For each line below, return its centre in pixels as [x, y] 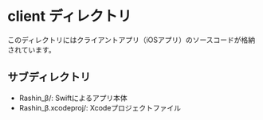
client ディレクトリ [70, 16]
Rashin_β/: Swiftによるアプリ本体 [73, 98]
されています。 [32, 49]
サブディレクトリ [49, 77]
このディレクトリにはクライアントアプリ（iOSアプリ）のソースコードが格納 [131, 40]
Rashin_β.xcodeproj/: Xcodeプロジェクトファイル [100, 107]
